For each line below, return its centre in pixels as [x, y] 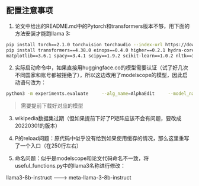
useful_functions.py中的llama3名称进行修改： [70, 166]
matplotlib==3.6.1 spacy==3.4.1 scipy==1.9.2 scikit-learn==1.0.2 [90, 56]
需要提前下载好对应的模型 [52, 106]
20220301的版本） [38, 126]
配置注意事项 [30, 11]
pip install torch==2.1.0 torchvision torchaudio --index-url [84, 44]
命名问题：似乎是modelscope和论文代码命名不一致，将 [82, 158]
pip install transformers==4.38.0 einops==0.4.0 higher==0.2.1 [86, 50]
